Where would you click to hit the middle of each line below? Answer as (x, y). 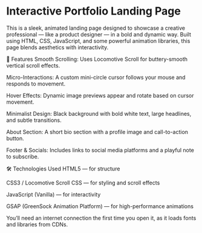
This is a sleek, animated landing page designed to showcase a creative (96, 28)
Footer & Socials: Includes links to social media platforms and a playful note (100, 150)
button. (15, 138)
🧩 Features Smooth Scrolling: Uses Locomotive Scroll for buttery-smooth (97, 59)
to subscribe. (23, 157)
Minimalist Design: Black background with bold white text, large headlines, (99, 113)
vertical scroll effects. (33, 66)
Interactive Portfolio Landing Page (94, 11)
